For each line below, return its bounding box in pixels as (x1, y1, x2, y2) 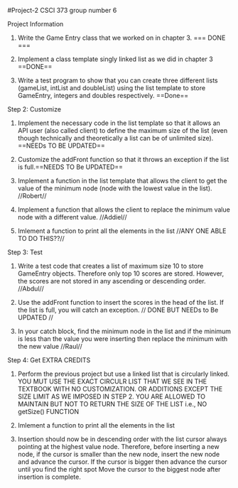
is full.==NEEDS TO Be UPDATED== (17, 163, 123, 171)
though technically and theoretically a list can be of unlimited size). (17, 134, 214, 142)
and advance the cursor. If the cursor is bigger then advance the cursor (17, 457, 227, 466)
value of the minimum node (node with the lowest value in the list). (17, 184, 212, 193)
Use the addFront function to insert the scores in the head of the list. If (17, 298, 224, 306)
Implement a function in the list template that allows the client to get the (17, 177, 227, 185)
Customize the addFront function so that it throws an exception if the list (17, 156, 229, 163)
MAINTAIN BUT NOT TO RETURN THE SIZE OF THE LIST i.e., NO (17, 400, 207, 408)
